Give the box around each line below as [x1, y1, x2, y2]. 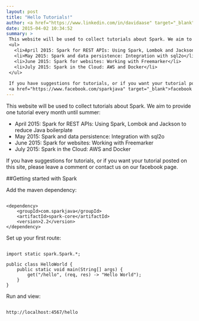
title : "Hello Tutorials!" [6, 14, 73, 20]
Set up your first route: [6, 234, 62, 241]
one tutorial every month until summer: [6, 108, 101, 116]
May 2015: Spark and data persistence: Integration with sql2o [14, 133, 165, 140]
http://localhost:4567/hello [6, 309, 78, 315]
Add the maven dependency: [6, 186, 77, 193]
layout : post [6, 8, 38, 15]
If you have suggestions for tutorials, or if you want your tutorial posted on [6, 157, 188, 164]
